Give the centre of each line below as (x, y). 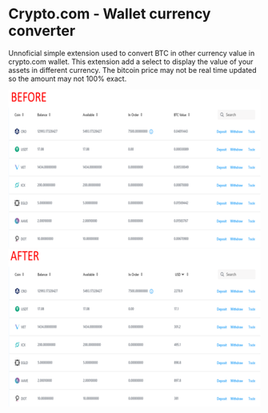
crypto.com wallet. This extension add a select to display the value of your (131, 62)
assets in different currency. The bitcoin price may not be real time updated (133, 70)
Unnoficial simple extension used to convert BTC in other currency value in (132, 53)
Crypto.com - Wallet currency (110, 14)
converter (42, 31)
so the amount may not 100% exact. (68, 78)
